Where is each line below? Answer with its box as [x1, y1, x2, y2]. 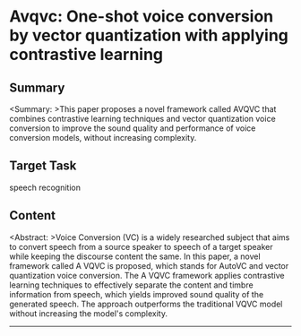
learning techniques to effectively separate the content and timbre [9, 280, 254, 290]
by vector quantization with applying [9, 25, 289, 46]
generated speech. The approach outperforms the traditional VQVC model [9, 298, 283, 309]
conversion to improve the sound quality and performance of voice [9, 123, 256, 134]
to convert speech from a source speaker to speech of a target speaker [9, 241, 273, 252]
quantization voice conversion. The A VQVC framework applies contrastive [9, 270, 285, 280]
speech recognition [9, 182, 81, 193]
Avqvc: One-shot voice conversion [9, 6, 274, 27]
